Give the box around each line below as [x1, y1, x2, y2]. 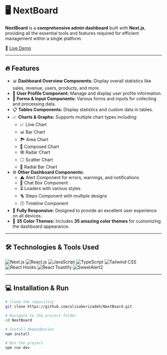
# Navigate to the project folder [5, 313, 77, 318]
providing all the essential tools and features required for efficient [5, 30, 139, 36]
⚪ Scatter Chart [19, 157, 53, 163]
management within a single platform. [5, 35, 83, 41]
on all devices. [12, 212, 42, 218]
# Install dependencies [5, 327, 55, 332]
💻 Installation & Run [5, 284, 69, 292]
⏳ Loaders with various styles [19, 185, 81, 191]
